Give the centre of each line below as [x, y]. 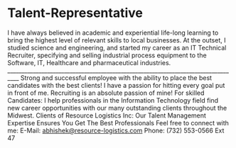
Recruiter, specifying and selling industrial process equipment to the [107, 55]
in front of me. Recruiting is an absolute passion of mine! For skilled [106, 93]
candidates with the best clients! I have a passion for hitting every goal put [116, 85]
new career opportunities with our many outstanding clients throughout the [117, 108]
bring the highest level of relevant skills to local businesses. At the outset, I [117, 40]
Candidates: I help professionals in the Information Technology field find [113, 100]
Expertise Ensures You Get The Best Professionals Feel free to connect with [118, 123]
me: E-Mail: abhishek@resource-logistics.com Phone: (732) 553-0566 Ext [116, 130]
